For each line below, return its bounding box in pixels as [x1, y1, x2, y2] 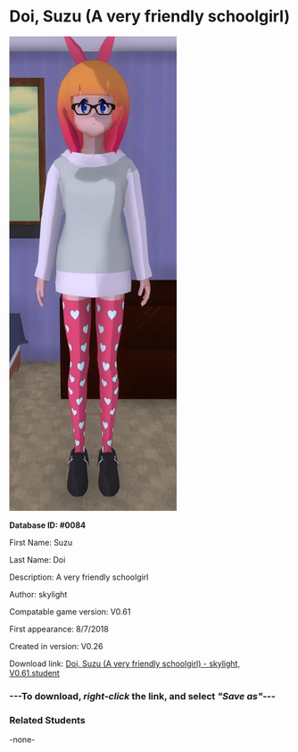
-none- [9, 734, 36, 745]
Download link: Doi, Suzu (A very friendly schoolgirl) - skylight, [9, 658, 241, 669]
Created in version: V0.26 [9, 640, 103, 651]
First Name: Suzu [9, 537, 73, 547]
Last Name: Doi [9, 554, 66, 564]
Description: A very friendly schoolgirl [9, 572, 149, 582]
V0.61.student [9, 667, 60, 678]
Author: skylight [9, 589, 68, 599]
